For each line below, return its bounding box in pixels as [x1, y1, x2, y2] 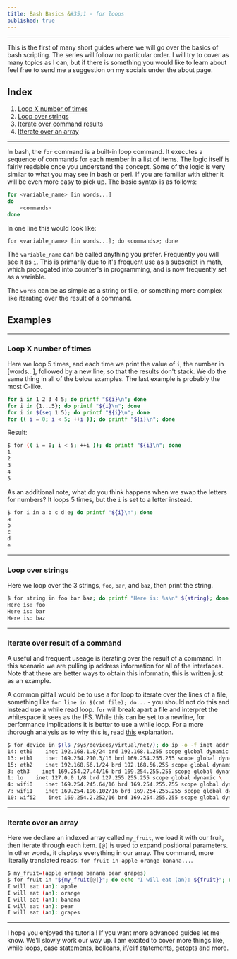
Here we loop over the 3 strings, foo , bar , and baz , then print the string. [7, 581, 214, 590]
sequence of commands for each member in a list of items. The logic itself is [7, 155, 230, 163]
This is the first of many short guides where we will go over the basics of [7, 43, 219, 52]
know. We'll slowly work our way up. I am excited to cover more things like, [7, 936, 225, 945]
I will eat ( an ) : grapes [7, 909, 80, 917]
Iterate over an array [7, 818, 79, 827]
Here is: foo [7, 602, 46, 609]
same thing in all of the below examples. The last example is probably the [7, 374, 221, 383]
